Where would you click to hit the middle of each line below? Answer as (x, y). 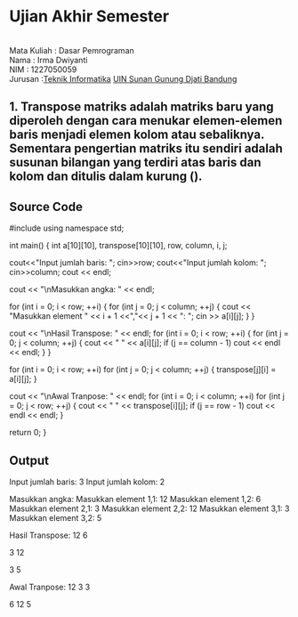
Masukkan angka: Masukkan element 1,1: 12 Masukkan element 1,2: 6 (135, 499)
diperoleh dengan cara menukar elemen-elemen (146, 121)
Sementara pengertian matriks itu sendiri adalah (146, 149)
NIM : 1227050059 (43, 69)
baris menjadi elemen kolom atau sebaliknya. (137, 135)
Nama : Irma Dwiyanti (48, 60)
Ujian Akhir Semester (89, 16)
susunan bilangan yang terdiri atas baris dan (135, 162)
